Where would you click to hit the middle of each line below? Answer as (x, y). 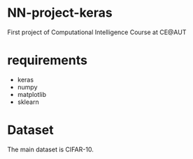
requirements (47, 60)
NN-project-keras (60, 13)
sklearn (28, 102)
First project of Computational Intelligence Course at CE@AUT (97, 32)
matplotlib (32, 94)
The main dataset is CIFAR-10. (51, 149)
